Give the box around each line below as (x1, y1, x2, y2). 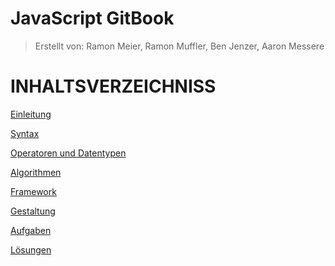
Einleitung (10, 108, 52, 120)
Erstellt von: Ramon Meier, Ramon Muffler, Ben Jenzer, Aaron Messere (34, 40, 325, 52)
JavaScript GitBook (10, 7, 175, 30)
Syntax (10, 127, 40, 139)
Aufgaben (10, 224, 52, 236)
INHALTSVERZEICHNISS (10, 75, 217, 98)
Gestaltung (10, 205, 56, 217)
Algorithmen (10, 166, 62, 178)
